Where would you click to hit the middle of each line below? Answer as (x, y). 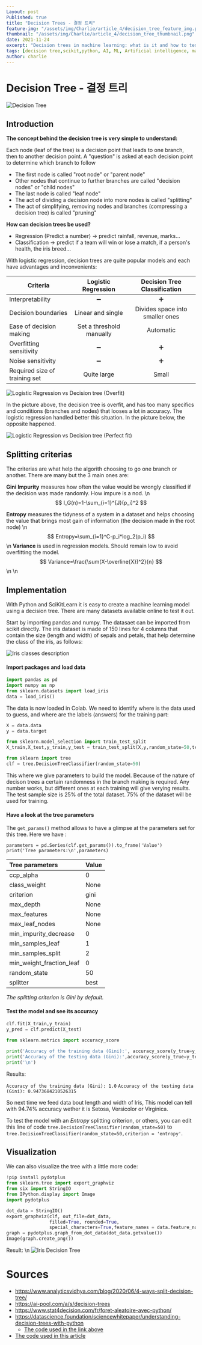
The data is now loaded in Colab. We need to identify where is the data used (101, 708)
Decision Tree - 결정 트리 (67, 88)
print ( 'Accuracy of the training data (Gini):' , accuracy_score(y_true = (99, 1051)
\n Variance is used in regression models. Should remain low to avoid (92, 546)
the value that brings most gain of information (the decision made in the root (101, 521)
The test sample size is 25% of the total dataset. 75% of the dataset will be (99, 794)
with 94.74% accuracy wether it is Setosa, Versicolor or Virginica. (87, 1109)
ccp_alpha (24, 875)
